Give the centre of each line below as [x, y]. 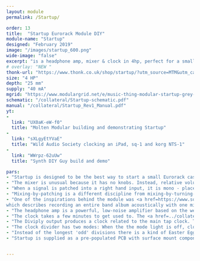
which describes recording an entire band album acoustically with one [97, 205]
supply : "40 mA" [26, 89]
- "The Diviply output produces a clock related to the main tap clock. [98, 222]
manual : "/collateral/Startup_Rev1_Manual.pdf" [66, 105]
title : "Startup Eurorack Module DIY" [56, 33]
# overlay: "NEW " [29, 67]
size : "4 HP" [22, 78]
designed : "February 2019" [40, 45]
